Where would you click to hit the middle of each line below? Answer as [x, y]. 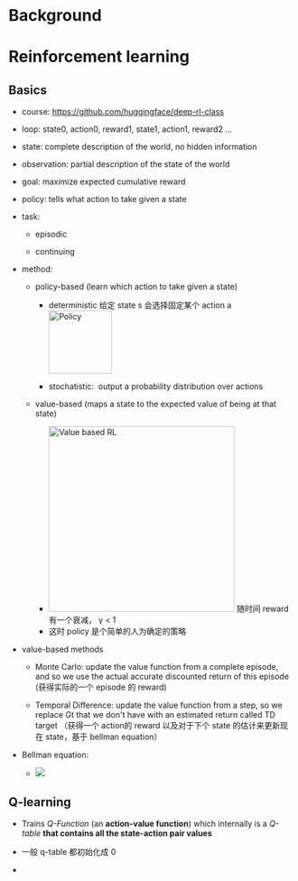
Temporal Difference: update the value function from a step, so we [158, 705]
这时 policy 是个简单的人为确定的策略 [117, 631]
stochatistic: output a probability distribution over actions [156, 386]
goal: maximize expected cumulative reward [103, 181]
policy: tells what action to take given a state [104, 199]
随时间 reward [263, 609]
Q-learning [40, 802]
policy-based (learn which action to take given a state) [136, 287]
